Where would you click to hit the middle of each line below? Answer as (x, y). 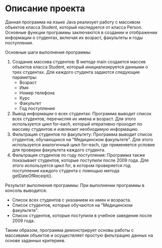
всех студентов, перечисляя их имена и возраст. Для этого (74, 119)
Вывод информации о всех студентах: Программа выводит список (82, 113)
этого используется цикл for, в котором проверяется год (71, 165)
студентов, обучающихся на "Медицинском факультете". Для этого (82, 139)
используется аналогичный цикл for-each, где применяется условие (83, 145)
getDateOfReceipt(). (32, 176)
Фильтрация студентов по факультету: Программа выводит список (82, 134)
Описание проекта (45, 9)
